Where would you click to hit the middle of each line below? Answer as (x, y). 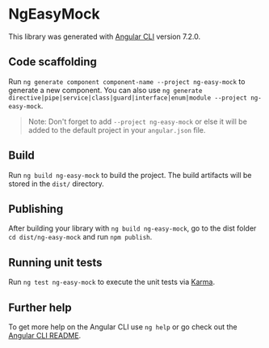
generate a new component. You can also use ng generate (105, 90)
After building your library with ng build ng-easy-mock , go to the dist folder (132, 228)
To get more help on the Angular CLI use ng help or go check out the (123, 327)
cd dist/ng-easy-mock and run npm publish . (80, 237)
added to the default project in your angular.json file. (117, 129)
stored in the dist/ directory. (57, 184)
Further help (40, 307)
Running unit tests (55, 263)
